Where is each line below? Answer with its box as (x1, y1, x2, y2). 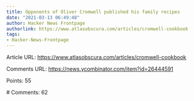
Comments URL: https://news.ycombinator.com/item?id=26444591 (6, 65, 174, 73)
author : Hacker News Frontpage (6, 20, 85, 26)
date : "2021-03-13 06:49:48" (6, 15, 80, 21)
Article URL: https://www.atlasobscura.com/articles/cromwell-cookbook (6, 54, 187, 60)
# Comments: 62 (6, 89, 48, 96)
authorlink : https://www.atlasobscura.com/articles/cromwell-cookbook (6, 25, 189, 32)
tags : (6, 31, 20, 37)
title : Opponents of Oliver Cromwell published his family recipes (6, 8, 181, 15)
